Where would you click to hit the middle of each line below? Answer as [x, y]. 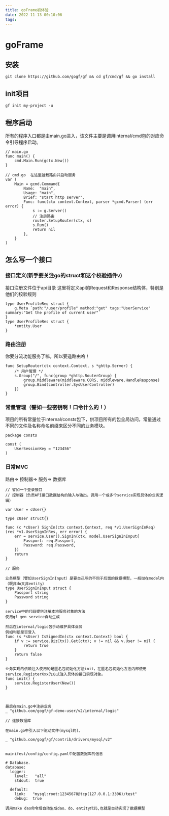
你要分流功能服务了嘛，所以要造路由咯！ [47, 356]
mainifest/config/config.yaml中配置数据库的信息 [54, 754]
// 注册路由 [43, 216]
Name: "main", [40, 189]
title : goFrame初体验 [27, 10]
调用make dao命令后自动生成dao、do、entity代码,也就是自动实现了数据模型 [75, 808]
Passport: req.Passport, [50, 541]
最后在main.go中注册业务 [28, 706]
